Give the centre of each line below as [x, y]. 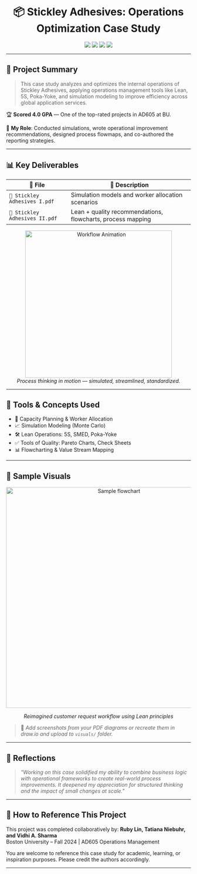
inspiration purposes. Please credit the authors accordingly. [78, 859]
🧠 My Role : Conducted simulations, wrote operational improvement [87, 128]
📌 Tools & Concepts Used [53, 405]
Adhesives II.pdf [33, 218]
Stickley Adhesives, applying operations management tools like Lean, [104, 90]
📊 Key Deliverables [43, 165]
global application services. [54, 102]
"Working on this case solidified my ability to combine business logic [104, 772]
